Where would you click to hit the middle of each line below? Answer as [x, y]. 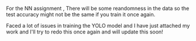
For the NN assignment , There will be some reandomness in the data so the [98, 8]
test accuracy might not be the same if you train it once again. [81, 14]
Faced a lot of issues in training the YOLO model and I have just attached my [98, 26]
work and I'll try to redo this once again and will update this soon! [85, 32]
